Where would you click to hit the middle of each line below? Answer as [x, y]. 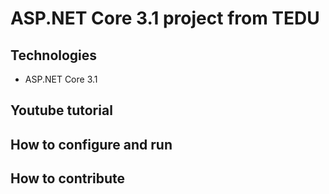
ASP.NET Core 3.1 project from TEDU [165, 18]
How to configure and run [91, 144]
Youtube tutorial [61, 110]
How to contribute [68, 178]
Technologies [54, 55]
